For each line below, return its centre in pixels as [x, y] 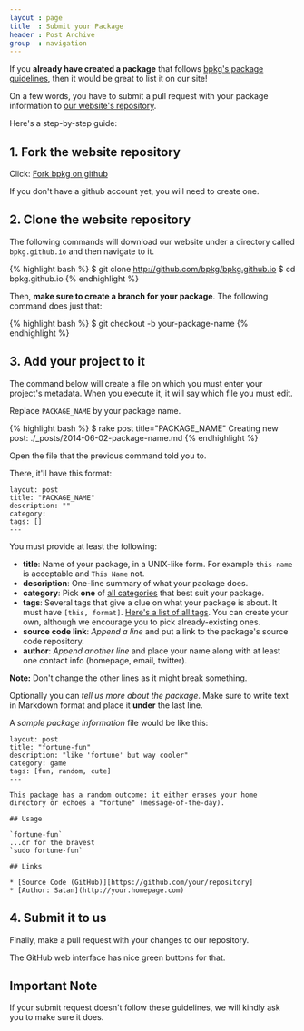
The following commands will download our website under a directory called [152, 241]
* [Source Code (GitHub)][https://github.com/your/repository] [132, 882]
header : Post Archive [52, 34]
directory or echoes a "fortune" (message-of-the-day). [117, 803]
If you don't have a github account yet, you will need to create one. [134, 191]
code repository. [53, 641]
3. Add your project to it [77, 362]
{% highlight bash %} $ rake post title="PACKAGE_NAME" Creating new [144, 428]
